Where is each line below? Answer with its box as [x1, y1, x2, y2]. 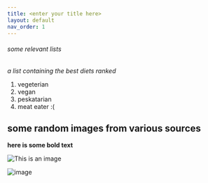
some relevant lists [7, 45, 62, 53]
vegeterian [17, 80, 49, 88]
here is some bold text [7, 141, 74, 149]
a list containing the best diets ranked [7, 66, 117, 75]
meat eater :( [17, 102, 55, 110]
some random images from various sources [7, 122, 202, 134]
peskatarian [17, 95, 52, 103]
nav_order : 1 [7, 23, 46, 30]
